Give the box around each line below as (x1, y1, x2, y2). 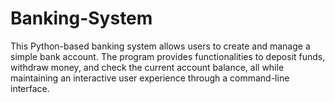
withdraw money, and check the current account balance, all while (10, 61, 285, 73)
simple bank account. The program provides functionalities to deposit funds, (10, 50, 326, 62)
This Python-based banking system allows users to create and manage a (10, 40, 311, 52)
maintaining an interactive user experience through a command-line (10, 72, 290, 84)
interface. (10, 82, 50, 94)
